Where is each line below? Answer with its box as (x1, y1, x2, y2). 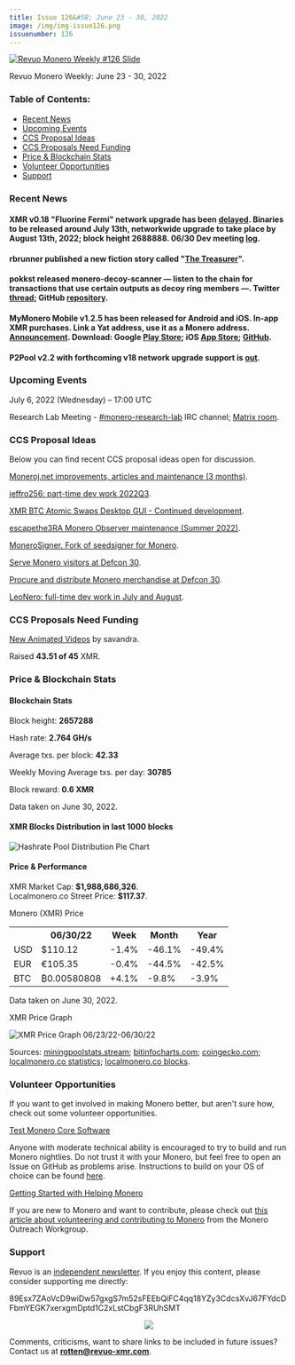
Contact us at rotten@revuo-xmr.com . (9, 1345, 152, 1356)
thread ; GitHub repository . (9, 292, 109, 303)
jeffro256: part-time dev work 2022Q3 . (9, 488, 151, 499)
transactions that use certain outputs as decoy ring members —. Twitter (9, 283, 281, 294)
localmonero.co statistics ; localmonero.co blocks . (9, 1056, 190, 1067)
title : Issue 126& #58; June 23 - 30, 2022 (9, 12, 168, 22)
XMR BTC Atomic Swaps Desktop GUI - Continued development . (9, 505, 245, 516)
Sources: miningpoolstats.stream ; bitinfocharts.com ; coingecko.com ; (9, 1046, 261, 1057)
